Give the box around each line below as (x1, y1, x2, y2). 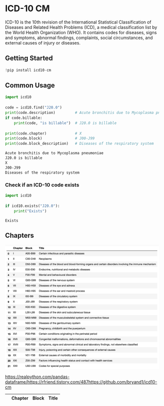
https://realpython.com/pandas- (5, 374, 70, 380)
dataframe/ (5, 379, 28, 385)
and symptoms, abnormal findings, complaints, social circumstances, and (5, 35, 153, 41)
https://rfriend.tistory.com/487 (27, 379, 89, 385)
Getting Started (5, 54, 53, 63)
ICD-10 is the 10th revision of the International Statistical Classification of (5, 19, 151, 25)
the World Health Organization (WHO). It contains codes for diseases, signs (5, 29, 157, 35)
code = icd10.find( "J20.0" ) (5, 105, 62, 110)
